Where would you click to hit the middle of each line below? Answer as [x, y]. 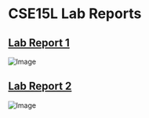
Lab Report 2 [40, 86]
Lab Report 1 [39, 43]
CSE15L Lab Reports [75, 14]
